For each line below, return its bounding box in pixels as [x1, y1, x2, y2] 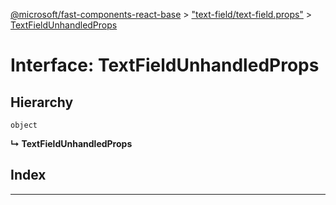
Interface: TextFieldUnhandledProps [10, 54, 320, 77]
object [10, 120, 38, 130]
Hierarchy [10, 94, 74, 111]
